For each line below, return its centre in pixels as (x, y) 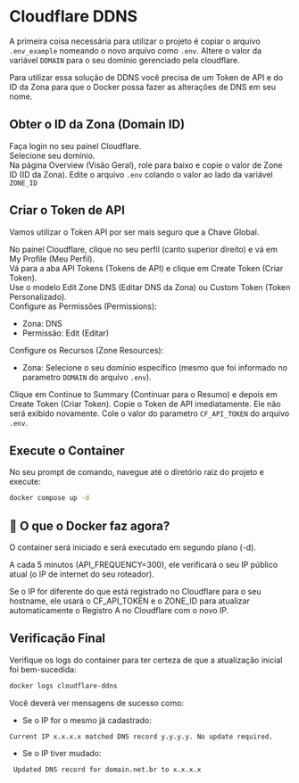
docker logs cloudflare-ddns (63, 686)
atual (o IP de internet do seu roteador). (82, 574)
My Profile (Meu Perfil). (52, 258)
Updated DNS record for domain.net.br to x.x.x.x (107, 770)
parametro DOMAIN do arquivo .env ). (87, 377)
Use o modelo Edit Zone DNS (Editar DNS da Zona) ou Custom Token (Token (150, 287)
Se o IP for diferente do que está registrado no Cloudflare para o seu (135, 592)
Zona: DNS (42, 323)
